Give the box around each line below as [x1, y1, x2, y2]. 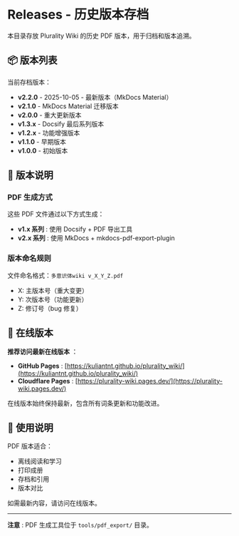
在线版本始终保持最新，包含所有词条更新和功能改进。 [7, 398, 164, 407]
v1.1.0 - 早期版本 [17, 137, 66, 146]
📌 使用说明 [7, 421, 53, 433]
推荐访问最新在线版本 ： [7, 347, 78, 356]
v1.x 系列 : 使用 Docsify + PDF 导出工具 [17, 225, 133, 234]
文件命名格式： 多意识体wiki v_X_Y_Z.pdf [7, 271, 124, 279]
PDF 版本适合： [7, 442, 53, 450]
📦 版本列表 [7, 54, 58, 66]
